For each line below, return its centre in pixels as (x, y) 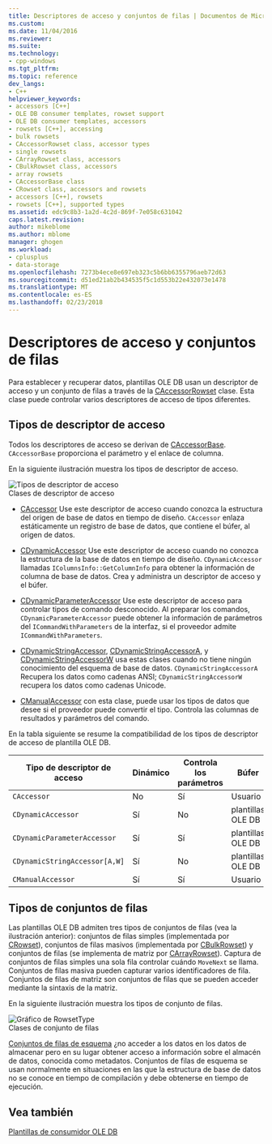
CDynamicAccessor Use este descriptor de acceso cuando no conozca (139, 550)
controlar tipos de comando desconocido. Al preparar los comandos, (135, 609)
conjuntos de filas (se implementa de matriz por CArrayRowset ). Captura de (135, 953)
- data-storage (34, 264)
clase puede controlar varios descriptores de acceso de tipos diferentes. (130, 399)
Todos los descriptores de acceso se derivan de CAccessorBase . (117, 444)
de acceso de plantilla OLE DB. (60, 742)
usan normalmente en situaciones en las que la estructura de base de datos (135, 1069)
